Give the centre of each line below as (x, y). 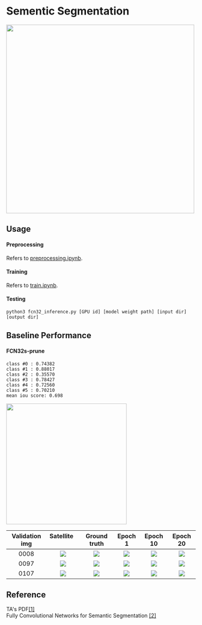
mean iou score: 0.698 (35, 396)
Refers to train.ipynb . (32, 285)
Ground (97, 536)
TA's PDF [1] (20, 609)
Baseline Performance (49, 335)
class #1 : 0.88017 (31, 369)
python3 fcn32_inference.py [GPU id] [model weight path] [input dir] (96, 312)
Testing (16, 299)
